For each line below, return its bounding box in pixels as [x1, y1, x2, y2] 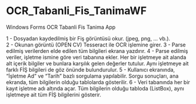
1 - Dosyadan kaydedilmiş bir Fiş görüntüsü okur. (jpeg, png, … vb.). [6, 35, 171, 42]
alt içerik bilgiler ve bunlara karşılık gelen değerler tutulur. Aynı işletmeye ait [6, 60, 189, 67]
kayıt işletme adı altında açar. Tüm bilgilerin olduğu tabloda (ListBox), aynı [6, 85, 184, 92]
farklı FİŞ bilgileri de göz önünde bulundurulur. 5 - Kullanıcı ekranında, [6, 66, 175, 73]
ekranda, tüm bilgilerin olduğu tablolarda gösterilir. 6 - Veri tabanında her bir [6, 78, 190, 86]
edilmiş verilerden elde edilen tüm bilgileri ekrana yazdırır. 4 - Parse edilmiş [6, 47, 188, 54]
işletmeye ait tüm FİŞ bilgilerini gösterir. [6, 91, 102, 98]
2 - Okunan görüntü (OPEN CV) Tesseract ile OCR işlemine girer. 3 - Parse [6, 41, 186, 48]
